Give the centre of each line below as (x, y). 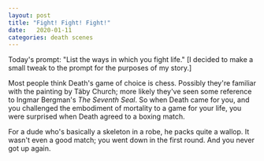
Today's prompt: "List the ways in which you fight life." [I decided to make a (131, 60)
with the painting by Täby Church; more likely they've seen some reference (130, 92)
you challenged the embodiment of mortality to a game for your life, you (125, 108)
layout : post (30, 15)
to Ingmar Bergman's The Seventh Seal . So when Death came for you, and (129, 100)
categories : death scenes (50, 37)
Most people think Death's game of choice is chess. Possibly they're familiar (132, 83)
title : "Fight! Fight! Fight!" (59, 23)
